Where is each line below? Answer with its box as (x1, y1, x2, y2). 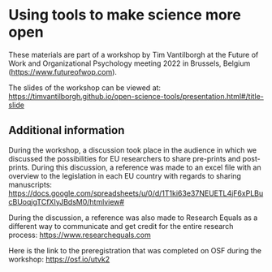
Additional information (8, 123, 125, 137)
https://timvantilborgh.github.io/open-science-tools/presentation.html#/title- (8, 91, 264, 101)
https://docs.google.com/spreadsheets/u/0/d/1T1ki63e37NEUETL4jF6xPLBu (8, 188, 264, 198)
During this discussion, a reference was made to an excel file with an (31, 162, 261, 172)
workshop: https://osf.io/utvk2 (8, 254, 110, 264)
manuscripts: (8, 179, 53, 189)
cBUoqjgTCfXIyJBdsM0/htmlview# (8, 196, 124, 206)
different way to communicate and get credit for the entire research (8, 221, 234, 231)
